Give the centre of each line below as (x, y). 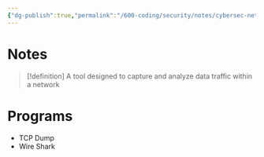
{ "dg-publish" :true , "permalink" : (62, 15)
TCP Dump (36, 137)
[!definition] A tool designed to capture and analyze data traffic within (139, 76)
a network (43, 84)
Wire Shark (37, 146)
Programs (40, 116)
